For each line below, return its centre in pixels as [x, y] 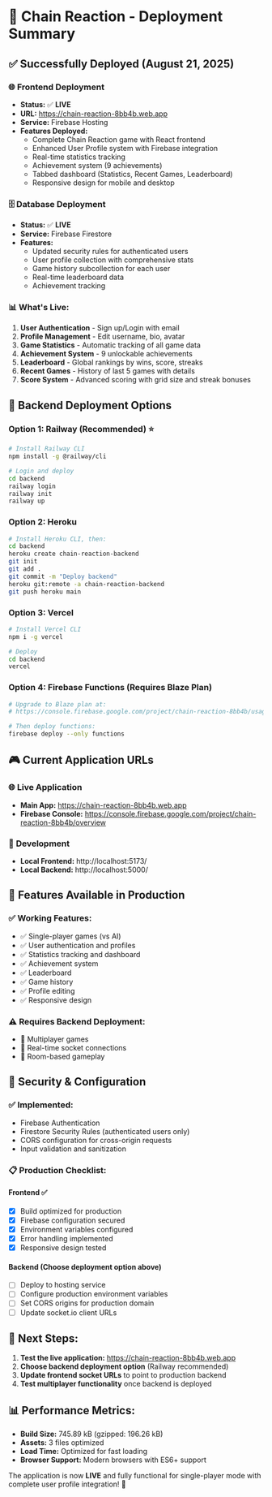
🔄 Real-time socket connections [73, 1048]
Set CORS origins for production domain [87, 1303]
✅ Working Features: [50, 918]
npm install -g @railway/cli [57, 457]
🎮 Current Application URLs [81, 760]
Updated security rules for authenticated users [110, 252]
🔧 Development [39, 843]
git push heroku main [45, 592]
